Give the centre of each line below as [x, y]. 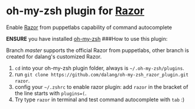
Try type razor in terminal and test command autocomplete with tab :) [100, 100]
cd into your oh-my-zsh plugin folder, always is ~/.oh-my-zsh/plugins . [99, 68]
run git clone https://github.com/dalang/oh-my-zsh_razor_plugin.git [102, 74]
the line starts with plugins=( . [51, 93]
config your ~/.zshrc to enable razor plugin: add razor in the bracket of [101, 86]
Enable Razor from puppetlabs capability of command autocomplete [89, 27]
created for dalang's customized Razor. [54, 56]
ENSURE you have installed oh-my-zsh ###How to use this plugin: [87, 39]
